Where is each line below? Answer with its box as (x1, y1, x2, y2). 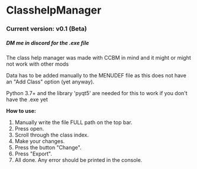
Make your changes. (14, 138, 65, 145)
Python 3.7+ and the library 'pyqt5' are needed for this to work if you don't (6, 90, 188, 97)
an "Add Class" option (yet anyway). (6, 78, 95, 86)
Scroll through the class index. (14, 131, 89, 139)
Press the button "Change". (14, 144, 82, 151)
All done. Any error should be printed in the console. (14, 157, 143, 164)
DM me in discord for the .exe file (6, 39, 89, 46)
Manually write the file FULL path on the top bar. (14, 119, 133, 126)
